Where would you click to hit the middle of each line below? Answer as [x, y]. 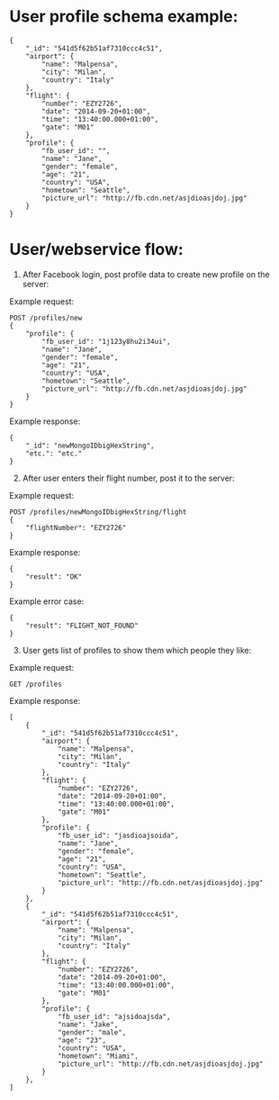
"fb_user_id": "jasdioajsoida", [118, 835]
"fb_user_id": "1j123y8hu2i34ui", [106, 341]
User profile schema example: [124, 17]
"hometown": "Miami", [98, 1056]
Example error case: [47, 601]
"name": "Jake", [88, 1024]
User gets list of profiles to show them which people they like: [137, 650]
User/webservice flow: [97, 250]
